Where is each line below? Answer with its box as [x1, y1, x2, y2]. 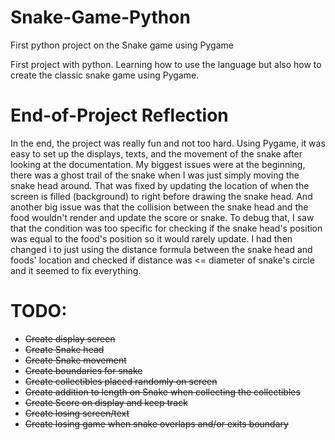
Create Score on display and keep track [24, 396, 188, 408]
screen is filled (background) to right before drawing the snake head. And [10, 190, 313, 202]
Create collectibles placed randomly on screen [24, 375, 218, 387]
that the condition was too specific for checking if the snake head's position [10, 222, 323, 234]
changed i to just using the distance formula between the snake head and [10, 243, 313, 255]
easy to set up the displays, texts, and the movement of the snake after [10, 147, 303, 160]
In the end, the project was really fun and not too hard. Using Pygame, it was [10, 137, 326, 149]
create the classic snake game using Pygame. [10, 69, 200, 81]
